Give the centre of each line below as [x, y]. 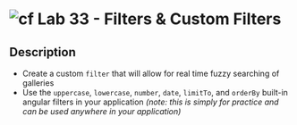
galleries [38, 83]
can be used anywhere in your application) [102, 111]
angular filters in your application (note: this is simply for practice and [150, 102]
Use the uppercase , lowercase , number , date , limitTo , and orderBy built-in [155, 92]
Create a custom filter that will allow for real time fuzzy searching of [151, 73]
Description [42, 52]
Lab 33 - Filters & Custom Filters [159, 19]
